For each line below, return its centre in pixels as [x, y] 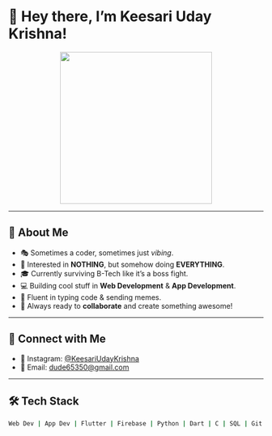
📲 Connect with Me [57, 339]
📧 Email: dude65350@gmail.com [74, 367]
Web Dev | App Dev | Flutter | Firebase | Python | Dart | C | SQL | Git [136, 424]
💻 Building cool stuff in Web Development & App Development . [128, 285]
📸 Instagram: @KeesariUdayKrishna [80, 358]
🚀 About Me [38, 233]
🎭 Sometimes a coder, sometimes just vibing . [97, 252]
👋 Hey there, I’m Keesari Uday [110, 17]
